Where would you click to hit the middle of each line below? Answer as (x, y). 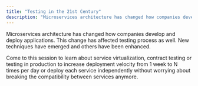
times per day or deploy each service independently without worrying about (98, 70)
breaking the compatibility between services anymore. (72, 77)
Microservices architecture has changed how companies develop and (91, 34)
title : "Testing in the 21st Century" (54, 11)
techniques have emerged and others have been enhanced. (79, 46)
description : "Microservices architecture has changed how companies (93, 17)
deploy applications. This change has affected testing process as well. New (98, 40)
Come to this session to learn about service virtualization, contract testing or (99, 58)
